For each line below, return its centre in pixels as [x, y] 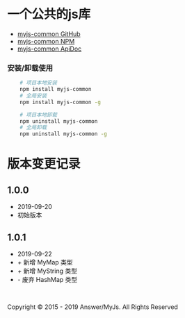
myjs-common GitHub [49, 34]
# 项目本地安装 [39, 83]
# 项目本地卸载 [39, 115]
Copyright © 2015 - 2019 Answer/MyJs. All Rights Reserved [93, 307]
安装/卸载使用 [30, 68]
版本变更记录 [44, 164]
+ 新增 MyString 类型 [47, 271]
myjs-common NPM [46, 41]
